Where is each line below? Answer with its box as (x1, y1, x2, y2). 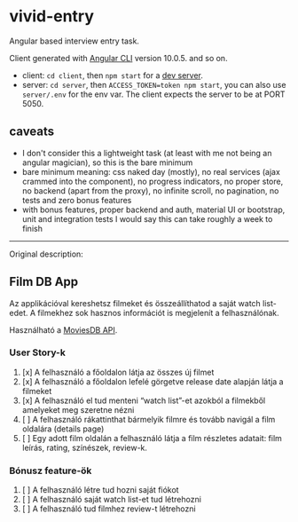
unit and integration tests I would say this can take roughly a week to (21, 213, 273, 224)
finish (21, 223, 43, 233)
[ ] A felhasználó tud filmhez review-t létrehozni (21, 503, 197, 514)
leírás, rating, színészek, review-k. (21, 442, 148, 453)
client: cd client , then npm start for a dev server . (21, 69, 204, 81)
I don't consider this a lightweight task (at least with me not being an (21, 147, 272, 158)
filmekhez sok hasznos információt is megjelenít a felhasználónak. (37, 307, 279, 318)
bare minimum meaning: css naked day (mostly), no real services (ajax (21, 166, 281, 177)
